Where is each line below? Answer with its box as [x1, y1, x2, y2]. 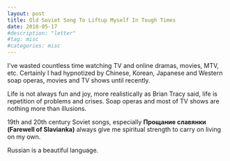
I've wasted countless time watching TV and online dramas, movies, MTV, [7, 62, 220, 69]
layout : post [7, 10, 45, 17]
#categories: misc [7, 42, 61, 49]
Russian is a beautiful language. [7, 146, 99, 154]
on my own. [7, 133, 41, 141]
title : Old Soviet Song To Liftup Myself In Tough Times [7, 17, 176, 24]
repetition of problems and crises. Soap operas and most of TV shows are [7, 97, 220, 105]
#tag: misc [7, 36, 39, 43]
